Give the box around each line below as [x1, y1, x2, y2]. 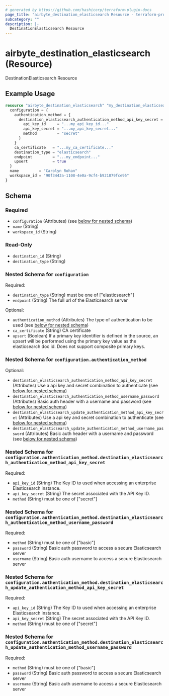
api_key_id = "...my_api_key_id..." [23, 122, 109, 127]
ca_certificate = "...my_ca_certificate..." [14, 145, 114, 150]
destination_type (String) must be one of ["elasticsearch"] [12, 292, 134, 298]
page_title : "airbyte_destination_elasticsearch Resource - [5, 12, 134, 17]
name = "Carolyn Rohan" [10, 168, 78, 173]
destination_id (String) [12, 252, 61, 259]
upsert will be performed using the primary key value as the [12, 338, 137, 344]
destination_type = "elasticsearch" [14, 149, 92, 155]
